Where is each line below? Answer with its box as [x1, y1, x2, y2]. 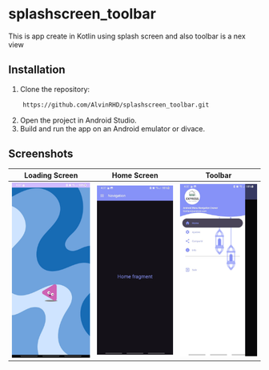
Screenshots [8, 147, 74, 161]
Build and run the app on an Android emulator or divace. [19, 123, 206, 133]
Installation [8, 63, 66, 77]
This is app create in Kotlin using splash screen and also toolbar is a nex [8, 31, 246, 41]
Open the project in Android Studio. [19, 115, 138, 125]
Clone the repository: [19, 84, 90, 94]
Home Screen [111, 170, 159, 180]
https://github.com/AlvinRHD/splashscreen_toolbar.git [22, 101, 210, 109]
